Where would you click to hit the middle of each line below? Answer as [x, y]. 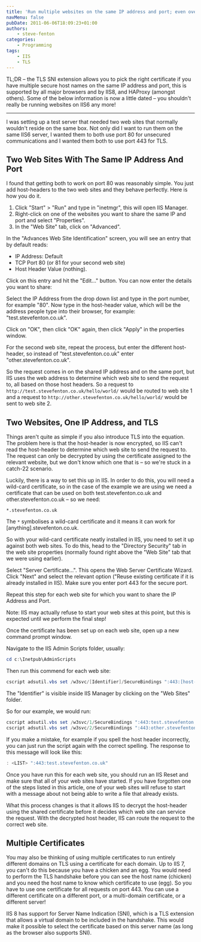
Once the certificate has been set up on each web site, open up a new [93, 630]
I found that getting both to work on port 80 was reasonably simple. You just [100, 183]
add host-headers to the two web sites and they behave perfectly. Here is [97, 190]
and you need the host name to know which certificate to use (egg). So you [99, 883]
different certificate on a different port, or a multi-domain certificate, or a [96, 896]
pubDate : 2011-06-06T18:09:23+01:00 [52, 23]
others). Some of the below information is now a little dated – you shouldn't [99, 98]
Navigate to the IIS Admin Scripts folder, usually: [66, 648]
